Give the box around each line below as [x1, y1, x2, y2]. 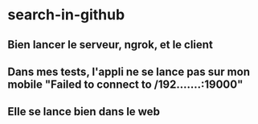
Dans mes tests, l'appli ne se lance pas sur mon [7, 64, 251, 78]
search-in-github [7, 6, 125, 24]
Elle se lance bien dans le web [7, 105, 160, 118]
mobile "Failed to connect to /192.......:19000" [7, 77, 244, 91]
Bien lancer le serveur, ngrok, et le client [7, 38, 214, 52]
